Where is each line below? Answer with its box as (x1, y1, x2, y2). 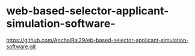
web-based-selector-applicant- (6, 4, 169, 18)
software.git (6, 43, 36, 50)
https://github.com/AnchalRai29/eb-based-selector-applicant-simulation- (6, 36, 189, 43)
